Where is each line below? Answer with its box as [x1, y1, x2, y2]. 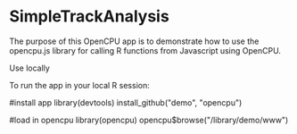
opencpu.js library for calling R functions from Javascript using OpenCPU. [9, 45, 281, 55]
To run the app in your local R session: [9, 80, 150, 90]
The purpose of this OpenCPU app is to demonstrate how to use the [9, 36, 260, 46]
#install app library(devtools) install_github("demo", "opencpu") [9, 96, 243, 108]
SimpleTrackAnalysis [9, 6, 169, 27]
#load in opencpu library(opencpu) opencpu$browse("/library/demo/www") [9, 114, 289, 125]
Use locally [9, 63, 51, 73]
